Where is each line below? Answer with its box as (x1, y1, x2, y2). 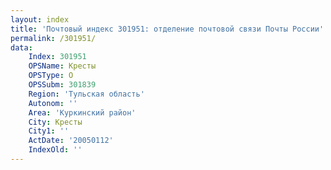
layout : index (10, 14, 70, 25)
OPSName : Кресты (28, 61, 97, 71)
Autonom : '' (28, 98, 78, 108)
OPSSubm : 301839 (28, 80, 97, 90)
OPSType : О (28, 71, 74, 81)
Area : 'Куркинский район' (28, 107, 137, 118)
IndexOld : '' (28, 145, 83, 155)
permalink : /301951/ (10, 33, 97, 43)
